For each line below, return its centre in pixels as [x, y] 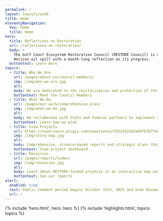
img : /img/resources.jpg [39, 163]
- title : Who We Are [30, 73]
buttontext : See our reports [43, 176]
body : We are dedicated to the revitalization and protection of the [86, 91]
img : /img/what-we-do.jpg [40, 109]
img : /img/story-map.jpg [39, 136]
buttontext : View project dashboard [51, 149]
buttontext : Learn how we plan [45, 122]
